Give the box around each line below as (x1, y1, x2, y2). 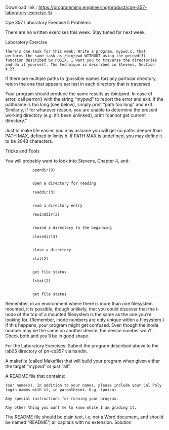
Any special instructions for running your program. (5, 396, 119, 401)
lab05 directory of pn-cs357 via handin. (5, 348, 88, 354)
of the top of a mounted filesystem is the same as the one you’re (17, 311, 152, 317)
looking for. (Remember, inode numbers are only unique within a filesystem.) (5, 317, 164, 323)
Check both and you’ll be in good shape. (5, 333, 90, 339)
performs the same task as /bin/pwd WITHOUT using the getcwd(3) (5, 53, 146, 58)
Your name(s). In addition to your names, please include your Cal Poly (5, 383, 162, 388)
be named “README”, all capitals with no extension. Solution (5, 419, 132, 425)
